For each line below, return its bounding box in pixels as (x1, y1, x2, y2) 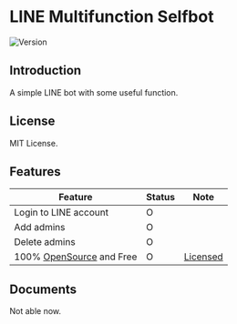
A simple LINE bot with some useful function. (9, 86, 179, 97)
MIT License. (9, 137, 58, 148)
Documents (9, 281, 77, 297)
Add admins (14, 221, 66, 234)
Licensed (183, 250, 223, 263)
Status (145, 191, 176, 204)
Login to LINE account (14, 207, 109, 219)
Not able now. (9, 306, 62, 317)
